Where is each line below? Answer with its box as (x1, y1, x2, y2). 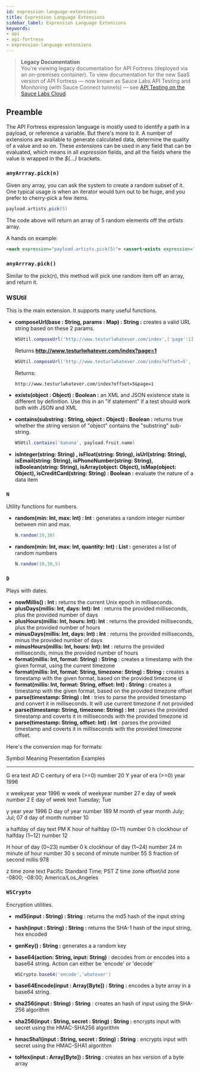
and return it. (6, 278, 38, 286)
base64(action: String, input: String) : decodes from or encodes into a (14, 953, 190, 960)
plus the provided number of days (14, 612, 98, 619)
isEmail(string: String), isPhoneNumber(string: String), (14, 457, 154, 464)
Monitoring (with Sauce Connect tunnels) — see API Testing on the (20, 83, 185, 91)
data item (14, 476, 38, 483)
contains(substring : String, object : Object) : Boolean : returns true (14, 415, 183, 423)
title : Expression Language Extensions (6, 14, 105, 20)
